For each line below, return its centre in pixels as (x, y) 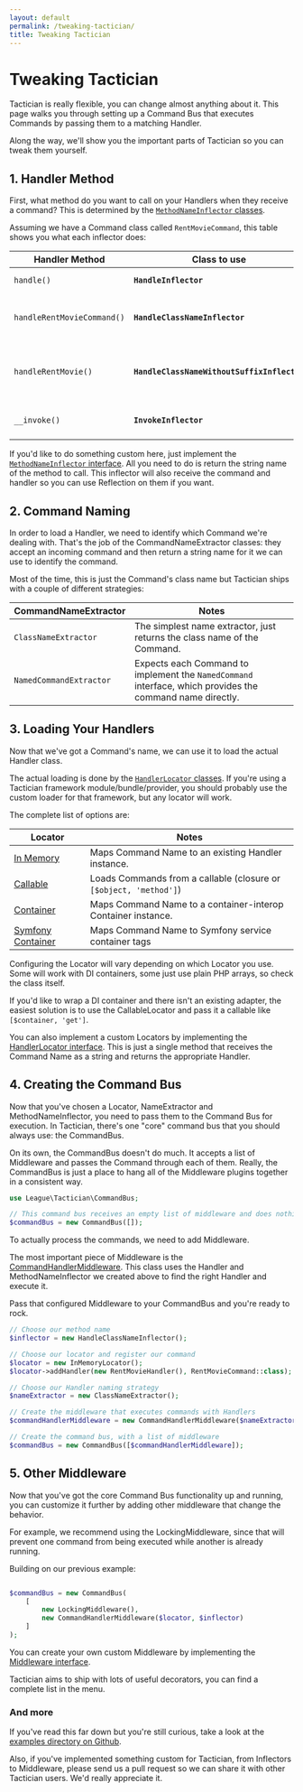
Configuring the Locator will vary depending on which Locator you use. (142, 963)
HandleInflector (169, 280)
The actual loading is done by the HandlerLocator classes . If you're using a (148, 778)
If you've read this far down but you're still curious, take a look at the (137, 1732)
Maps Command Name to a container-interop (187, 904)
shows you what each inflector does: (78, 237)
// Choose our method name (60, 1330)
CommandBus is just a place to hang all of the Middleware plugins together (149, 1172)
